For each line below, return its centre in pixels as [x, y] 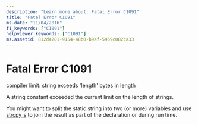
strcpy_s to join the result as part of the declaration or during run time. [92, 114]
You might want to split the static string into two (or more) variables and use [99, 108]
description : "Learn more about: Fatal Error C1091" [73, 12]
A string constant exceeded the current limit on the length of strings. [90, 97]
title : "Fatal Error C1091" [41, 17]
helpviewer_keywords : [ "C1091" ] [46, 34]
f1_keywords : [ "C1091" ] [36, 28]
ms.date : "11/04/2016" [34, 23]
